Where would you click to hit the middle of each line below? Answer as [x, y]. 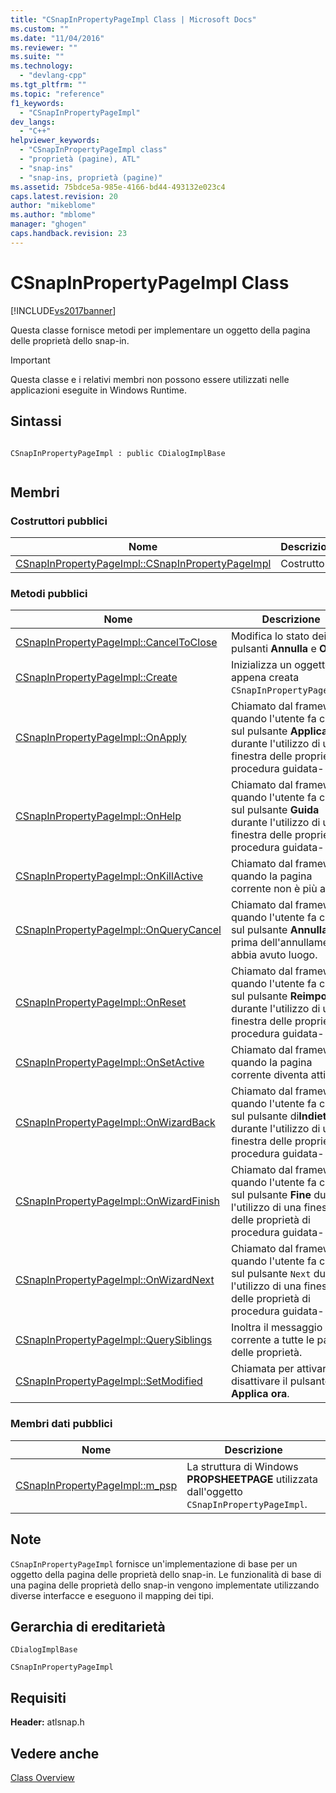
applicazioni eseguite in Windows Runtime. [98, 390]
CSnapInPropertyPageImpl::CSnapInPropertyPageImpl [143, 564]
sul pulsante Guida [275, 810]
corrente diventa [269, 1075]
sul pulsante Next [271, 1274]
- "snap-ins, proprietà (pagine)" [91, 177]
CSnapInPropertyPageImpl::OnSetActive [110, 1063]
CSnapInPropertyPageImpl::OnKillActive [109, 876]
